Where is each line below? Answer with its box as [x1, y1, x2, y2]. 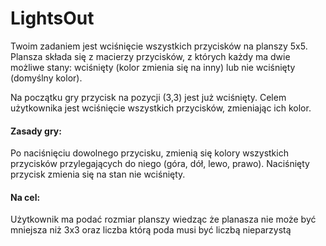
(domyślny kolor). [10, 72, 83, 84]
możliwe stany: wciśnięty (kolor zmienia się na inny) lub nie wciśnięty [10, 61, 296, 73]
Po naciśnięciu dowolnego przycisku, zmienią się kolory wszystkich [10, 147, 289, 159]
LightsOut [10, 7, 95, 30]
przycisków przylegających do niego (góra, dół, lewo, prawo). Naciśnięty [10, 158, 310, 170]
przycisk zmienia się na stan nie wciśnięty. [10, 168, 186, 181]
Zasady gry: [10, 125, 62, 137]
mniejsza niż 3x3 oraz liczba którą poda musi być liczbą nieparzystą [10, 224, 292, 236]
